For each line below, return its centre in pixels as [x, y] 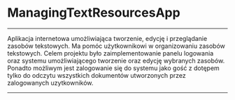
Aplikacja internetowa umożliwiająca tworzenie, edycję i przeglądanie [107, 38]
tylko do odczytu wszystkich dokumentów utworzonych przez [97, 75]
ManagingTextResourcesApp [94, 13]
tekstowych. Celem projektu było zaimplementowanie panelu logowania [111, 53]
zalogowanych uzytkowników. [50, 83]
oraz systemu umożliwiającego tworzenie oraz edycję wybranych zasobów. [116, 60]
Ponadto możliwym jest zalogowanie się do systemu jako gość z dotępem [114, 68]
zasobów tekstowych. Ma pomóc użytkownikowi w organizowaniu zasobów [116, 46]
